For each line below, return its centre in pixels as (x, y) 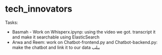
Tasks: (12, 22)
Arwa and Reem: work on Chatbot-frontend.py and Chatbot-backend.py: (85, 42)
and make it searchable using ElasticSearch (56, 37)
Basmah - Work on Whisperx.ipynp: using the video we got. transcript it (84, 32)
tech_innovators (39, 9)
